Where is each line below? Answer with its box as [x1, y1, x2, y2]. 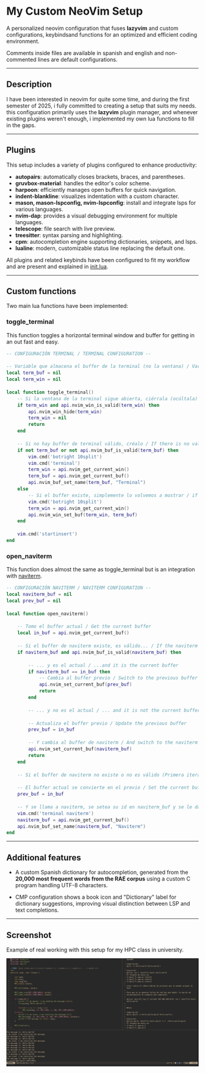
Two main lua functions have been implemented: [6, 302, 129, 310]
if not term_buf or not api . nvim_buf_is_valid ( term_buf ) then [17, 447, 179, 453]
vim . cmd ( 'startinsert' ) [17, 531, 78, 537]
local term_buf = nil [6, 370, 62, 376]
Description [6, 79, 52, 90]
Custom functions [6, 286, 76, 296]
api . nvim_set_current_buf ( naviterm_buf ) [28, 746, 132, 752]
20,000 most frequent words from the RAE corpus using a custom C [15, 875, 191, 882]
